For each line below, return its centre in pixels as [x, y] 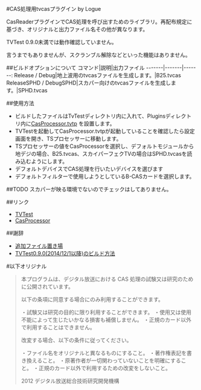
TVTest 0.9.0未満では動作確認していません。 [62, 42]
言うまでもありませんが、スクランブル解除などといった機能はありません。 [99, 55]
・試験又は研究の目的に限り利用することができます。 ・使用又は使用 [106, 312]
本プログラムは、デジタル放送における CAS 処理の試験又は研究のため [107, 279]
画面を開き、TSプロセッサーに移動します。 [68, 139]
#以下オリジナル [27, 266]
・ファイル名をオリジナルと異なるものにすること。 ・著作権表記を [104, 353]
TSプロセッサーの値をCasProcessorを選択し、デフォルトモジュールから [104, 146]
